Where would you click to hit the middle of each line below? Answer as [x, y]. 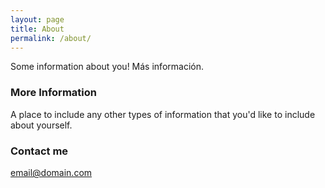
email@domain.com [51, 172]
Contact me [39, 151]
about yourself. [41, 125]
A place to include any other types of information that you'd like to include [163, 114]
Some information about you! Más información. [107, 67]
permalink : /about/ [51, 38]
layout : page [37, 19]
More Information [53, 93]
